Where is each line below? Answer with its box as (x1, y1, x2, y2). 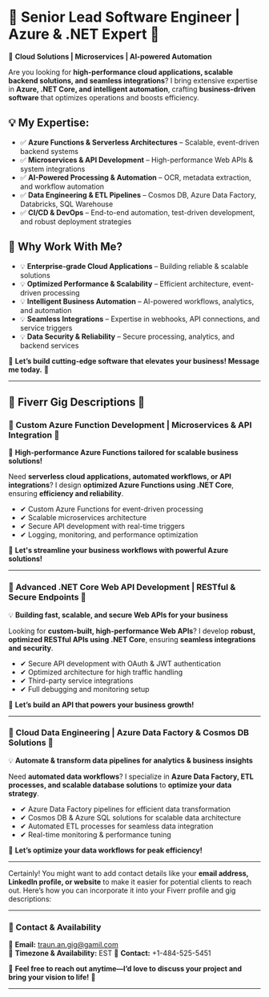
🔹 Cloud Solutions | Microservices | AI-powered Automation (8, 51, 212, 61)
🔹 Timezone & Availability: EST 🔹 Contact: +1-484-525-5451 (8, 948, 211, 958)
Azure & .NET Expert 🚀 (8, 25, 160, 43)
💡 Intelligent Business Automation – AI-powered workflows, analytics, (19, 296, 255, 306)
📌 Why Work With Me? (8, 240, 122, 254)
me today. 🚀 (8, 364, 50, 374)
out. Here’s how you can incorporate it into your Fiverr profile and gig (8, 885, 236, 895)
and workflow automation (19, 181, 105, 191)
